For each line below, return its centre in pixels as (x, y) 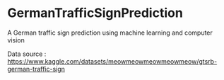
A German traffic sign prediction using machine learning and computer (110, 33)
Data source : (27, 54)
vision (16, 40)
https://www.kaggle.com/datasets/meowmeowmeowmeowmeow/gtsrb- (112, 61)
